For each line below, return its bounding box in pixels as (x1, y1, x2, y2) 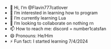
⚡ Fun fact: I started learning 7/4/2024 (9, 38, 88, 44)
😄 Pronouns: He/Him (9, 33, 53, 39)
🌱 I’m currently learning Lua (9, 15, 66, 21)
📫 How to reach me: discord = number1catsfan (9, 26, 107, 31)
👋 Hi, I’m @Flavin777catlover (9, 5, 68, 10)
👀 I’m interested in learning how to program (9, 10, 98, 16)
